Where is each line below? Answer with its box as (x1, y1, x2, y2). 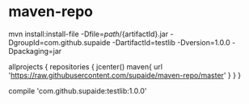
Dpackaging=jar (8, 46, 62, 56)
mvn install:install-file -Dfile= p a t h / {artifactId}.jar (8, 29, 168, 39)
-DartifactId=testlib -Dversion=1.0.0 (112, 37, 230, 47)
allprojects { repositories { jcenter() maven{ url (8, 61, 163, 71)
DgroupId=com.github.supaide (8, 37, 111, 47)
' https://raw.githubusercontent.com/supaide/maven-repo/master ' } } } (8, 70, 242, 80)
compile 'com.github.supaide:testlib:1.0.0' (8, 85, 147, 95)
